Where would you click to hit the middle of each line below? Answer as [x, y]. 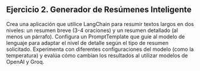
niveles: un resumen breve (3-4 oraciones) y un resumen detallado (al [92, 30]
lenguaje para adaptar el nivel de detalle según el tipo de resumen [87, 43]
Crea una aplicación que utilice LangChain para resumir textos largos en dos [100, 24]
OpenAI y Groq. [25, 62]
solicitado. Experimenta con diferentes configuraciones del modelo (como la [100, 49]
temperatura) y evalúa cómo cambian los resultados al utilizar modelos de [97, 55]
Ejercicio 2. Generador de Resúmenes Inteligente [99, 10]
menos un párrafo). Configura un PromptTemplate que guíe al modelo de [96, 36]
